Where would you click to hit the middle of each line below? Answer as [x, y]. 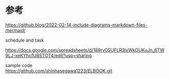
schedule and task [25, 40]
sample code [19, 65]
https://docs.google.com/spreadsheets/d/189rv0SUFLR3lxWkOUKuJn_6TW [85, 50]
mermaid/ [16, 30]
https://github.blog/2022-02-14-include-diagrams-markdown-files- [77, 25]
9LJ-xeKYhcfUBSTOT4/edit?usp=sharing [48, 55]
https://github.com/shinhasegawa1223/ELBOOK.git [59, 71]
